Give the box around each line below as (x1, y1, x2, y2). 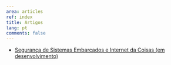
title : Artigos (6, 19, 43, 25)
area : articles (6, 8, 43, 15)
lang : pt (6, 25, 28, 31)
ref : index (6, 14, 33, 20)
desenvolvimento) (14, 53, 59, 60)
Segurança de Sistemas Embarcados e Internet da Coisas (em (14, 46, 165, 53)
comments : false (6, 30, 46, 36)
